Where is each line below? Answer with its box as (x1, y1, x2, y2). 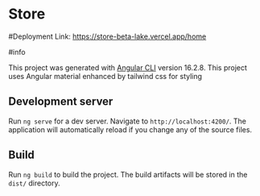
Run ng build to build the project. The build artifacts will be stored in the (8, 169, 248, 179)
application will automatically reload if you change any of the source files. (8, 124, 252, 134)
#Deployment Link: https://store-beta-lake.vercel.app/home (8, 31, 207, 41)
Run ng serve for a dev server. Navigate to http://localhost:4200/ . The (8, 116, 247, 126)
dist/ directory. (8, 178, 60, 188)
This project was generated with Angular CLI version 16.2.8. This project (8, 62, 248, 73)
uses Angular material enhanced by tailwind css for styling (8, 71, 203, 81)
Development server (8, 94, 113, 109)
